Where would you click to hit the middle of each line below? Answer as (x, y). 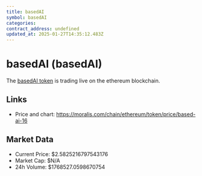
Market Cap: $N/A (37, 160)
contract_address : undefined (43, 29)
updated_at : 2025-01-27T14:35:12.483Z (55, 34)
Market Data (30, 140)
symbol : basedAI (27, 17)
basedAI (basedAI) (54, 64)
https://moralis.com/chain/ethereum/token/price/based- (126, 114)
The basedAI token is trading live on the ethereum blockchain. (83, 81)
